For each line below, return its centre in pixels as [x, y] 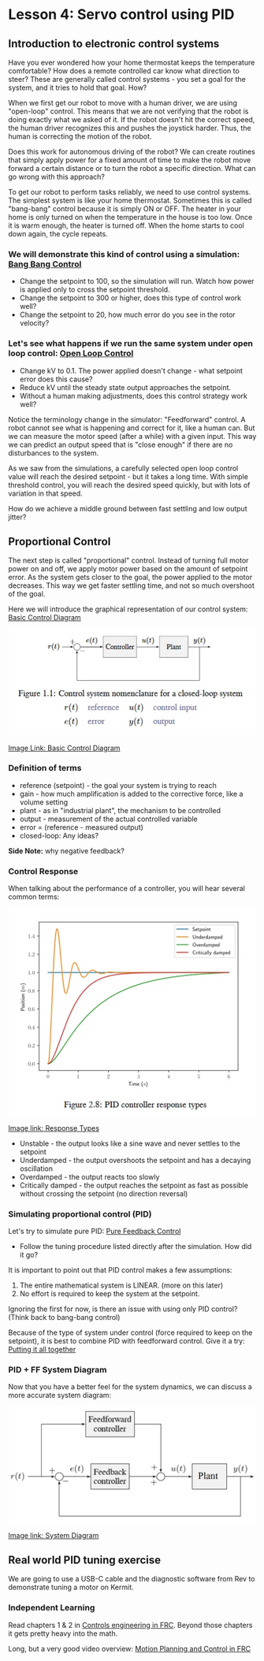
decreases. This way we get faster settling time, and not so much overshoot [131, 585]
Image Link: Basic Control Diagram [64, 748]
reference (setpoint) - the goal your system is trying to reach [118, 785]
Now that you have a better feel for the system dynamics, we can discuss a [130, 1387]
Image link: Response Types [54, 1128]
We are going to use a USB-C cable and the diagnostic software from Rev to [132, 1579]
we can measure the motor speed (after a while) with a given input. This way [132, 436]
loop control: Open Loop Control [71, 354]
